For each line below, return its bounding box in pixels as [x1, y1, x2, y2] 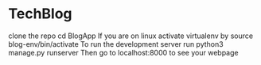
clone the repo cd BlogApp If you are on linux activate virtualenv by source [8, 31, 253, 40]
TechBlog [8, 5, 73, 23]
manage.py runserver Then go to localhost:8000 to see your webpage [8, 48, 239, 57]
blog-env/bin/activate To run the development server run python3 [8, 39, 224, 48]
